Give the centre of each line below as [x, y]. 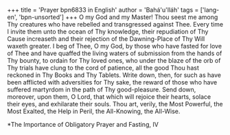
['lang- [210, 10]
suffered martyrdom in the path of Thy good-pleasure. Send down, [102, 89]
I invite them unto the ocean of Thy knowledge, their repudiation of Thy [108, 31]
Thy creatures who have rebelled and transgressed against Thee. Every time [115, 24]
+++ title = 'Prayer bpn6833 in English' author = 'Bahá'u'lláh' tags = [103, 10]
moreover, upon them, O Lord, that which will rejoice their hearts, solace [109, 97]
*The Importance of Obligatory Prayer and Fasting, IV [83, 124]
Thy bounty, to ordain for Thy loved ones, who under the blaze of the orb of [114, 60]
